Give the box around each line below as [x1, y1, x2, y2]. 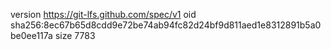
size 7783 [54, 30, 96, 41]
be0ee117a [10, 30, 53, 41]
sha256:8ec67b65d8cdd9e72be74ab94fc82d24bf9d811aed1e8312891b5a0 [10, 19, 322, 31]
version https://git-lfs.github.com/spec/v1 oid [10, 9, 197, 20]
